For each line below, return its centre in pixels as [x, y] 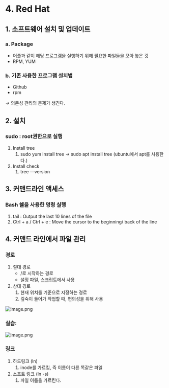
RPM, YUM [24, 61]
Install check [26, 166]
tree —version [35, 171]
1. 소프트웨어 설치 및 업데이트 [48, 29]
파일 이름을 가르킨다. [41, 380]
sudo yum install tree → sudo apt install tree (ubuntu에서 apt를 [85, 154]
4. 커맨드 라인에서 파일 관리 [46, 239]
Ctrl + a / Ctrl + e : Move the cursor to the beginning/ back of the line [85, 222]
